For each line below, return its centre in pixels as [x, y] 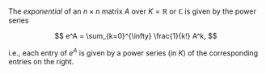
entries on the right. [41, 61]
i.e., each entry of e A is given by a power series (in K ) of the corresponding [133, 52]
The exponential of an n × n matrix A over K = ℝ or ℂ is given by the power [132, 11]
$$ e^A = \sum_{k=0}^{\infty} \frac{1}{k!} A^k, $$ [136, 36]
